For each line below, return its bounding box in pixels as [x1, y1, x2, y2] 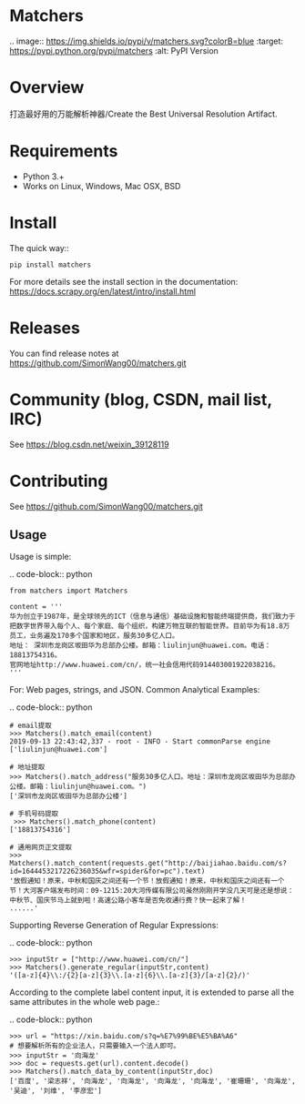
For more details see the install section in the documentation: [9, 276, 239, 287]
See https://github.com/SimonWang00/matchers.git [9, 501, 203, 511]
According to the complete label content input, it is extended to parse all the [9, 987, 294, 998]
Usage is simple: [9, 552, 72, 562]
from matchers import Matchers [9, 586, 128, 596]
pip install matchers [9, 260, 92, 269]
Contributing [9, 471, 108, 491]
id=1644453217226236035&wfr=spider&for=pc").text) [9, 866, 206, 876]
